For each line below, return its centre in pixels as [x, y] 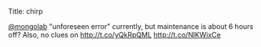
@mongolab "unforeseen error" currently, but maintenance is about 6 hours [131, 26]
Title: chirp [26, 11]
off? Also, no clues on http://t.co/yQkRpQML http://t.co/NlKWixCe [115, 35]
